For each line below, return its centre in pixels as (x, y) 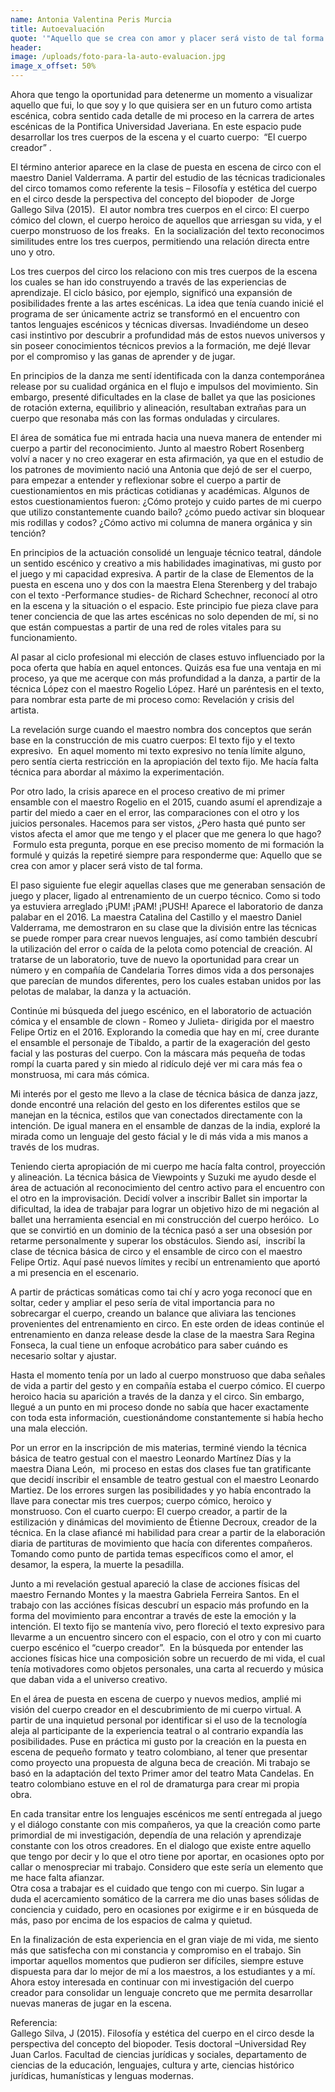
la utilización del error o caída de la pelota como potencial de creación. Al (161, 949)
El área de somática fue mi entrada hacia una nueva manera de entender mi (166, 437)
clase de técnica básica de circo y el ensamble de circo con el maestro (156, 1251)
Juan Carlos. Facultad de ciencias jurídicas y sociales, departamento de (158, 2054)
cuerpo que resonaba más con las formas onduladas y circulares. (145, 418)
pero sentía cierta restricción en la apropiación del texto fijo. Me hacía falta (164, 761)
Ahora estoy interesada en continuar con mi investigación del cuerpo (152, 1982)
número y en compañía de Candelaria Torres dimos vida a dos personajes (162, 970)
